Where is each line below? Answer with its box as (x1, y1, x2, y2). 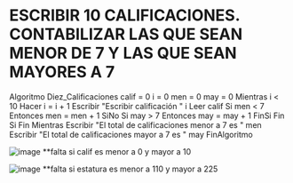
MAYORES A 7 (9, 62, 115, 83)
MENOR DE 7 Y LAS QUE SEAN (9, 44, 237, 63)
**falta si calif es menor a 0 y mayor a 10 (43, 146, 192, 156)
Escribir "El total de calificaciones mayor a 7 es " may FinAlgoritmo (9, 129, 253, 139)
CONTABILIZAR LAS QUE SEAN (9, 24, 243, 44)
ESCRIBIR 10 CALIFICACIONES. (9, 5, 241, 26)
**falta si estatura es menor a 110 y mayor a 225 (43, 163, 218, 174)
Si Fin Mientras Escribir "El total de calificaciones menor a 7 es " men (9, 119, 262, 130)
